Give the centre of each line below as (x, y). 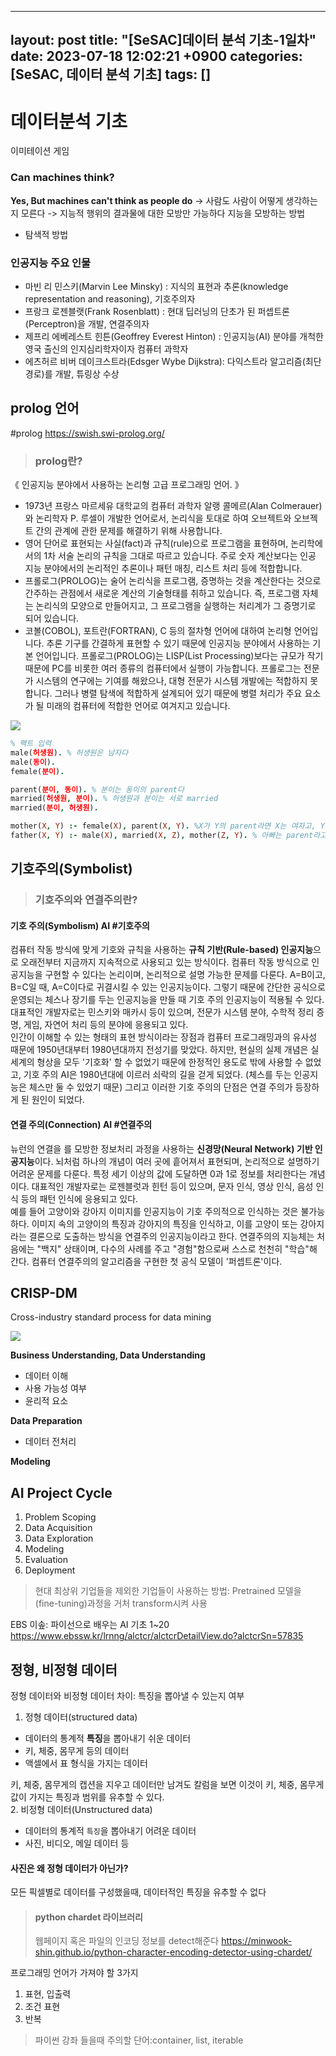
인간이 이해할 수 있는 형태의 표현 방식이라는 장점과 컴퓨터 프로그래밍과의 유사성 (164, 1037)
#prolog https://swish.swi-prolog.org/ (87, 433)
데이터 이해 (46, 1376)
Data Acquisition (58, 1528)
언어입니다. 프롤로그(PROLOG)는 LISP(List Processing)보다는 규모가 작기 (179, 656)
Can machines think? (62, 178)
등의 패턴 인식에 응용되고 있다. (79, 1198)
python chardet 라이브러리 (88, 1917)
